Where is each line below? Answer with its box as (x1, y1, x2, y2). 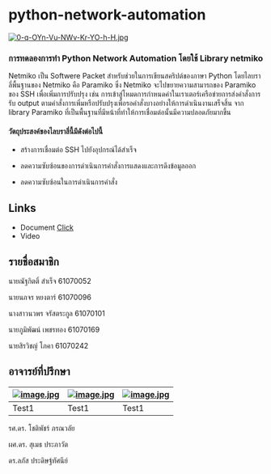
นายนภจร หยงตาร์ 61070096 (8, 293, 91, 303)
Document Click (19, 222, 74, 232)
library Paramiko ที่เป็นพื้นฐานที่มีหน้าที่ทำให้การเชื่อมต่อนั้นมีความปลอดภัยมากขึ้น (8, 108, 231, 117)
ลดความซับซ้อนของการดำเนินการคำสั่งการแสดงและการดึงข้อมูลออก (19, 161, 197, 171)
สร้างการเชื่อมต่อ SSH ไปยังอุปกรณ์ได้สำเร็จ (19, 145, 137, 154)
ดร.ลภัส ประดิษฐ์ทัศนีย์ (8, 455, 69, 465)
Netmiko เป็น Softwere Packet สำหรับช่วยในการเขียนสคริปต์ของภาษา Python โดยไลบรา (8, 71, 261, 81)
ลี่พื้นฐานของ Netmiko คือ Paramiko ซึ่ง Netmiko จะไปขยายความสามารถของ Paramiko (8, 80, 256, 90)
